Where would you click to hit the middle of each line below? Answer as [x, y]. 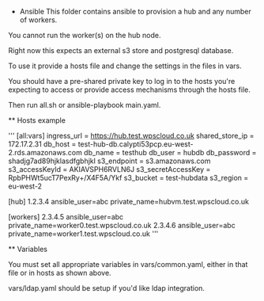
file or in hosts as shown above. [60, 273]
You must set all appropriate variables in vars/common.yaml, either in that [128, 264]
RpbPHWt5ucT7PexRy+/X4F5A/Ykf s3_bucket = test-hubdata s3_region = [128, 178]
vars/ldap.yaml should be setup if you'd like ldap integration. [107, 288]
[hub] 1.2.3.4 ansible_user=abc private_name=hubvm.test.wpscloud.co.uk [128, 202]
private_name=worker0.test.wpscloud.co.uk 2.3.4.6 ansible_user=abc [122, 225]
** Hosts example [37, 120]
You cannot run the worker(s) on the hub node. [85, 35]
